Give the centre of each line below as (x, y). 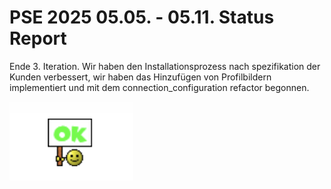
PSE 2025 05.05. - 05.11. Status (142, 17)
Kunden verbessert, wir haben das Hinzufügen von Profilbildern (140, 77)
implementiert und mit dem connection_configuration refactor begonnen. (159, 87)
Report (38, 38)
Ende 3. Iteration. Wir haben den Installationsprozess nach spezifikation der (165, 66)
